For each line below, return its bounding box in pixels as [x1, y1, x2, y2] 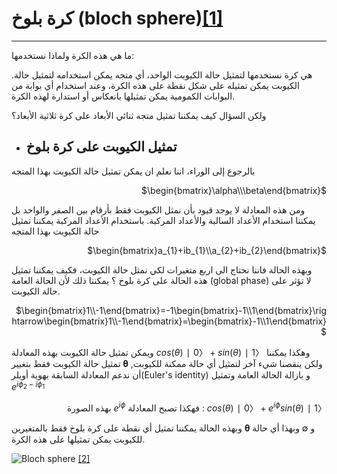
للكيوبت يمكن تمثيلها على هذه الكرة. [11, 433, 146, 446]
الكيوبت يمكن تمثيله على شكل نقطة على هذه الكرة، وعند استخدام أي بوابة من [11, 79, 300, 91]
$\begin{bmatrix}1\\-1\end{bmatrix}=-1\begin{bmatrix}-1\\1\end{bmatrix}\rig [15, 304, 327, 316]
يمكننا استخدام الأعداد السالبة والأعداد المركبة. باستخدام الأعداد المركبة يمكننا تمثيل [11, 214, 316, 226]
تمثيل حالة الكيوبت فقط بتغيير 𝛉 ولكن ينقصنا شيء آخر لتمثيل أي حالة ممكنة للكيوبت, [11, 357, 323, 369]
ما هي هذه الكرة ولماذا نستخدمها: [11, 49, 135, 61]
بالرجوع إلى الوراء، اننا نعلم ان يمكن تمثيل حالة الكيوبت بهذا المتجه [11, 165, 256, 177]
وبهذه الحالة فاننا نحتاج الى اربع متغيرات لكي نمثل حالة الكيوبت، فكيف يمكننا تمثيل [11, 263, 313, 276]
